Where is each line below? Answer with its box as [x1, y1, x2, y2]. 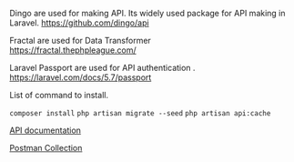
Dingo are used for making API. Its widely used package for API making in [9, 8, 286, 18]
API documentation [9, 125, 82, 136]
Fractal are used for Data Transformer [9, 35, 152, 46]
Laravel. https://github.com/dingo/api [9, 17, 149, 28]
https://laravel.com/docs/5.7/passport [9, 72, 152, 83]
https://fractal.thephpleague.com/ [9, 45, 137, 56]
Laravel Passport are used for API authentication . [9, 63, 196, 73]
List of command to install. [9, 90, 109, 100]
